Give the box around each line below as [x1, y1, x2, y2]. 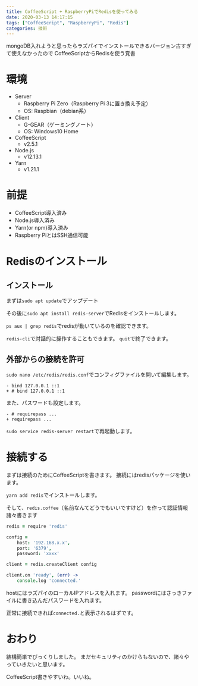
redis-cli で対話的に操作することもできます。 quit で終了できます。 [6, 335, 171, 342]
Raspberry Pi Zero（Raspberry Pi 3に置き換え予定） [23, 100, 152, 107]
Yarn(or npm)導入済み [14, 224, 68, 231]
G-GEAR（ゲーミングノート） [23, 121, 96, 129]
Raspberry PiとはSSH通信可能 [14, 231, 89, 239]
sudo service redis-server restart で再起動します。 [6, 427, 136, 434]
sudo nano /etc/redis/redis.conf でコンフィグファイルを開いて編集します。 [6, 371, 192, 378]
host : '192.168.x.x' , [17, 540, 70, 546]
